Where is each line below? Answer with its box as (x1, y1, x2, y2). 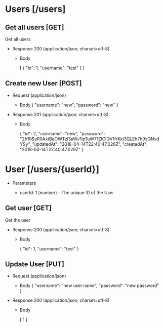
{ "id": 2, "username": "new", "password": (19, 130, 105, 136)
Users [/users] (5, 3, 66, 15)
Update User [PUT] (5, 260, 64, 268)
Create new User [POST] (5, 79, 82, 87)
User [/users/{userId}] (5, 164, 100, 175)
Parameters (12, 180, 36, 186)
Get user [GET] (5, 204, 52, 212)
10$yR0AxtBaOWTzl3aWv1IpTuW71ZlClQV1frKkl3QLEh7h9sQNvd (27, 136, 160, 142)
